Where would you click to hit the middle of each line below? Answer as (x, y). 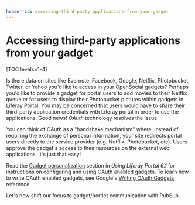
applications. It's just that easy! (44, 154)
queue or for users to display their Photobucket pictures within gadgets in (95, 99)
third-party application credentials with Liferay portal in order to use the (93, 111)
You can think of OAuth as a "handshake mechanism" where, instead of (92, 129)
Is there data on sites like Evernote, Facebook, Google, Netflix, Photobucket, (98, 80)
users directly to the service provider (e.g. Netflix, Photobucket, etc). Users (97, 142)
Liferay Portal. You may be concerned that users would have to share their (96, 105)
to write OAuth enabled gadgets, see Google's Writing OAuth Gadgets (90, 178)
